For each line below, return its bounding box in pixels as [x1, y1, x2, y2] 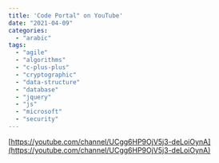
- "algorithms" [15, 56, 66, 64]
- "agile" [15, 49, 48, 56]
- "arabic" [15, 33, 52, 42]
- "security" [15, 115, 59, 123]
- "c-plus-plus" [15, 64, 70, 72]
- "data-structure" [15, 78, 81, 86]
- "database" [15, 85, 59, 94]
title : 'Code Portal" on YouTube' [8, 11, 124, 20]
